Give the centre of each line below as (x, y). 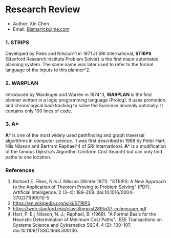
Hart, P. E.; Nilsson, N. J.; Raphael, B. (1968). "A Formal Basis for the (84, 214)
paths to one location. (28, 157)
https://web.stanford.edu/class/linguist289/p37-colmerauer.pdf (80, 209)
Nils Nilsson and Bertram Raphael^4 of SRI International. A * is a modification (86, 146)
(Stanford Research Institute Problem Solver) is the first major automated (82, 59)
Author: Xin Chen (31, 24)
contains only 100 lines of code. (39, 111)
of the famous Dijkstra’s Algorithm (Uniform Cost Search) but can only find (84, 151)
